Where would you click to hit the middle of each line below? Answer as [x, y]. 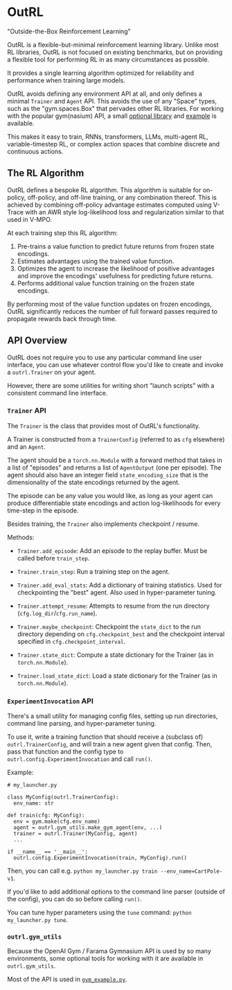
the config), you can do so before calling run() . [74, 899]
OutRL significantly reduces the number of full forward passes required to [113, 311]
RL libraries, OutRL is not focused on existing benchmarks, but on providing [115, 52]
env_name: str [34, 803]
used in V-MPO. [30, 219]
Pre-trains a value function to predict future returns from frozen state [116, 246]
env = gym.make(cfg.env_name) [57, 822]
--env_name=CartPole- [191, 871]
